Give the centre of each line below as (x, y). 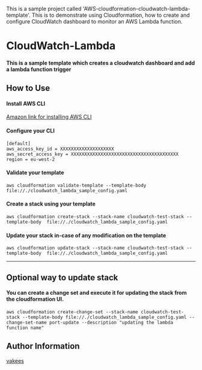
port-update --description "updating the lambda (111, 322)
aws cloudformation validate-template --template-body (76, 185)
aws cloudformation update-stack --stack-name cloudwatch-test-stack (95, 248)
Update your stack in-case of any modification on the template (86, 235)
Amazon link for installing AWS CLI (49, 117)
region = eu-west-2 (31, 159)
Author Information (43, 346)
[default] (19, 143)
